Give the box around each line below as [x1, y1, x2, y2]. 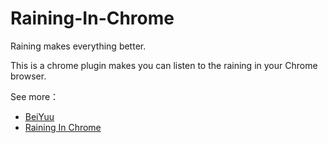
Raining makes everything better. [10, 40, 147, 52]
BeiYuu [24, 110, 55, 122]
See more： [10, 90, 60, 102]
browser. [10, 70, 47, 82]
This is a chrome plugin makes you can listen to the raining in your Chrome [10, 59, 318, 71]
